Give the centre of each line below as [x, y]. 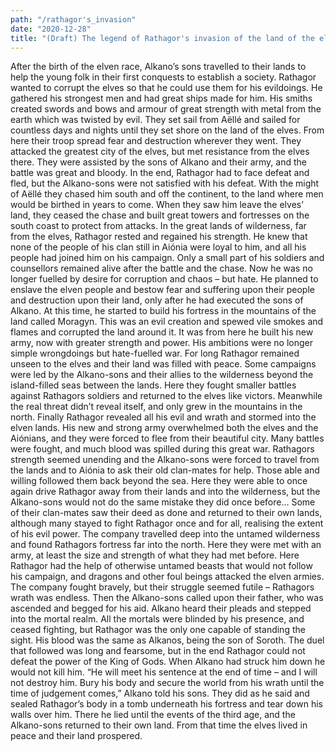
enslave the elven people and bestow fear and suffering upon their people [162, 290]
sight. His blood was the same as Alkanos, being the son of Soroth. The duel [167, 640]
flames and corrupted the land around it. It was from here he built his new [162, 332]
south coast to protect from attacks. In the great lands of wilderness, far [158, 226]
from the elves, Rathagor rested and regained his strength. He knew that [159, 237]
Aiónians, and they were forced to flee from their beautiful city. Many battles [167, 438]
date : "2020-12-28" [51, 29]
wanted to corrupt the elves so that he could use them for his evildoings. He [166, 88]
